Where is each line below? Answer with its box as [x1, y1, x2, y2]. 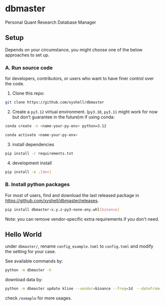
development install [12, 160, 52, 166]
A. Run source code [5, 64, 53, 71]
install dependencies [12, 141, 55, 147]
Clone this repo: [12, 90, 45, 96]
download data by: [5, 277, 43, 283]
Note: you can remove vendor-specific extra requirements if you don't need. [5, 216, 160, 222]
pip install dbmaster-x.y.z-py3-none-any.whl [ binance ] [5, 207, 120, 212]
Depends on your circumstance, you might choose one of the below [5, 46, 143, 52]
